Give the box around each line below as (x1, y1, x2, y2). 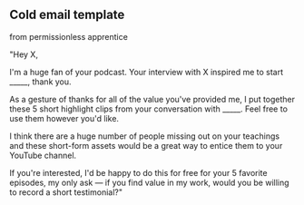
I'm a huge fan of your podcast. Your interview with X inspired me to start (9, 66, 284, 77)
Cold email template (9, 7, 125, 23)
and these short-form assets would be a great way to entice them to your (9, 140, 283, 151)
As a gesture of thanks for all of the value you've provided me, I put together (9, 93, 296, 104)
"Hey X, (9, 49, 39, 60)
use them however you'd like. (9, 112, 120, 123)
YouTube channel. (9, 150, 77, 161)
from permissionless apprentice (9, 31, 129, 42)
